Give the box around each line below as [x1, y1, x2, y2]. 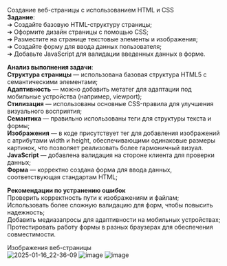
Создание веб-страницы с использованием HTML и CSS [7, 6, 174, 14]
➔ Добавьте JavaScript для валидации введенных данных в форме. [7, 50, 206, 58]
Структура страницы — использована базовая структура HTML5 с [7, 70, 207, 79]
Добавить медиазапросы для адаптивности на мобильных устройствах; [7, 216, 221, 223]
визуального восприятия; [7, 107, 83, 115]
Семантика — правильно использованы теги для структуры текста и [7, 114, 212, 123]
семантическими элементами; [7, 78, 98, 85]
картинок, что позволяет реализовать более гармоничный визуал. [7, 144, 204, 152]
